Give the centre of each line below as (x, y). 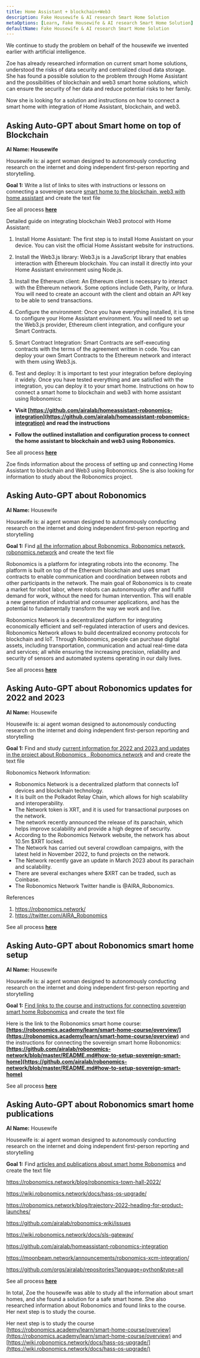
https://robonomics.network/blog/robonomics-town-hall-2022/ (84, 1182)
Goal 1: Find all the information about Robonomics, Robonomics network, (96, 546)
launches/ (19, 1211)
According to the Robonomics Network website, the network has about (102, 835)
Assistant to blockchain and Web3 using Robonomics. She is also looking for (100, 471)
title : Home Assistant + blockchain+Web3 (59, 12)
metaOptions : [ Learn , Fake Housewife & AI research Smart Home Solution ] (100, 23)
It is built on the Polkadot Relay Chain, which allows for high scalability (101, 797)
